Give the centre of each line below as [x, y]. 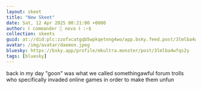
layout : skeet [24, 12]
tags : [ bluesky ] [26, 56]
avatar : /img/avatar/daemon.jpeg [48, 45]
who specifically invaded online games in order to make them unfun [90, 79]
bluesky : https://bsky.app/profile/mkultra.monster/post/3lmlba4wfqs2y [98, 51]
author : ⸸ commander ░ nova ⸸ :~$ [49, 28]
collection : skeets [31, 34]
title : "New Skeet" [31, 17]
